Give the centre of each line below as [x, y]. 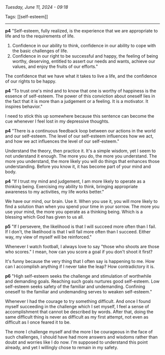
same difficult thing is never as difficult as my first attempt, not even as [77, 317]
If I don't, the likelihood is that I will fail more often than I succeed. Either [78, 232]
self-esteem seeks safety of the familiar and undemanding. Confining [75, 287]
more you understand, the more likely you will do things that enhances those [82, 161]
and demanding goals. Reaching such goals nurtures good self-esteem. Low [82, 281]
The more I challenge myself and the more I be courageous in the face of [79, 332]
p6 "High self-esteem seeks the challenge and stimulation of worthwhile [78, 276]
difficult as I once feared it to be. [38, 322]
